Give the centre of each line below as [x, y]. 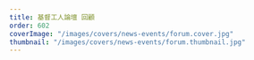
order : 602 [30, 26]
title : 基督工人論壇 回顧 [52, 17]
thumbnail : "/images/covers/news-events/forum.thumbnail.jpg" [127, 42]
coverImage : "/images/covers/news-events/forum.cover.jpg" [122, 34]
